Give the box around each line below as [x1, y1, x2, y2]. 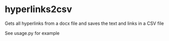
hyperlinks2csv [5, 4, 72, 15]
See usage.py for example [5, 30, 60, 36]
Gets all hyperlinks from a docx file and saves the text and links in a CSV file [5, 20, 164, 26]
